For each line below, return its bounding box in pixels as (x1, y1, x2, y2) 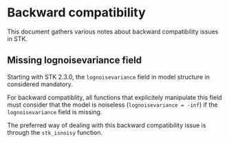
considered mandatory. (7, 80, 74, 88)
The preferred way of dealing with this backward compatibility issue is (7, 121, 206, 129)
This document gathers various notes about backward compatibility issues (7, 27, 219, 36)
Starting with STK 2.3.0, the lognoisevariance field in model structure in (7, 73, 210, 81)
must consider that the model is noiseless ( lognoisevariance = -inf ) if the (7, 101, 218, 109)
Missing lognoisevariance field (7, 55, 142, 66)
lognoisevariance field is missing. (7, 107, 102, 116)
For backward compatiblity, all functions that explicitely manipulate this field (7, 93, 222, 101)
